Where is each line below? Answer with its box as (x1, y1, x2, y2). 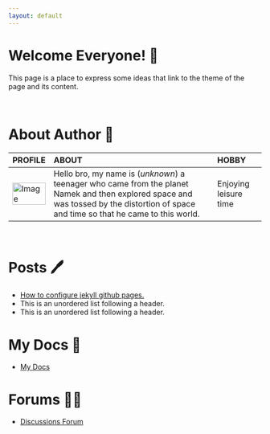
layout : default (8, 11, 63, 20)
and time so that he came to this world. (53, 208, 200, 219)
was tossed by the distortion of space (53, 198, 196, 209)
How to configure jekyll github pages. (19, 290, 145, 300)
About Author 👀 (8, 125, 114, 143)
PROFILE (12, 154, 46, 166)
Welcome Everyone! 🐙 (8, 46, 159, 64)
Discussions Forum (19, 417, 84, 427)
